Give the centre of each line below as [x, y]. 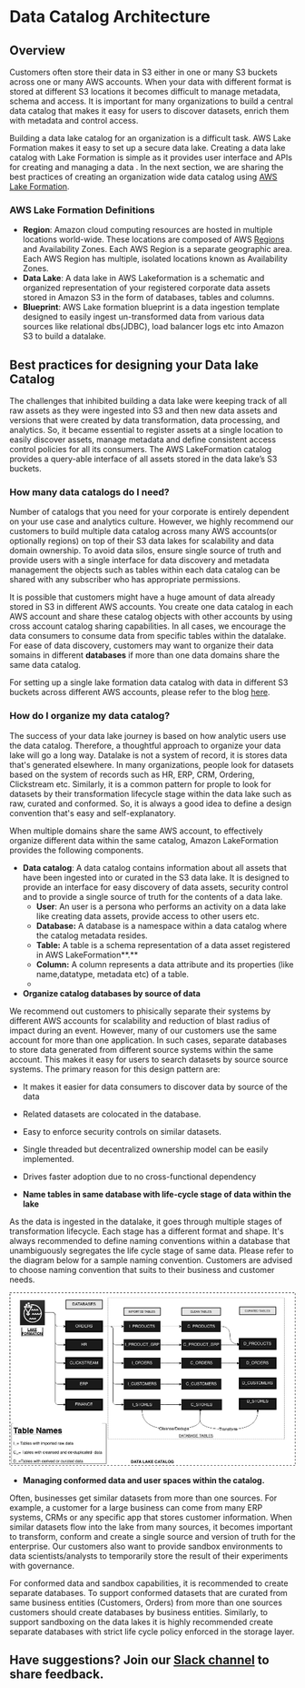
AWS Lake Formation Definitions [82, 209]
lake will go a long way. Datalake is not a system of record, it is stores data [148, 755]
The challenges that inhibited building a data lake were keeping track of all [148, 401]
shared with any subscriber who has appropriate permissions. [125, 580]
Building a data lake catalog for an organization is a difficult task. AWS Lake [150, 138]
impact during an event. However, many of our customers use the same [143, 1030]
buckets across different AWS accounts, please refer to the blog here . [140, 692]
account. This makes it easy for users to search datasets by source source [149, 1059]
